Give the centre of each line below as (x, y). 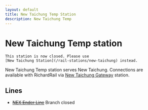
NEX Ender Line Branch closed (43, 103)
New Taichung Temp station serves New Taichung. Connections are (74, 70)
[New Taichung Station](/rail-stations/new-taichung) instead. (72, 61)
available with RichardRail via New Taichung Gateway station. (67, 75)
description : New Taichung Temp (38, 19)
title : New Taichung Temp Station (41, 14)
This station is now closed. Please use (47, 56)
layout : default (22, 10)
